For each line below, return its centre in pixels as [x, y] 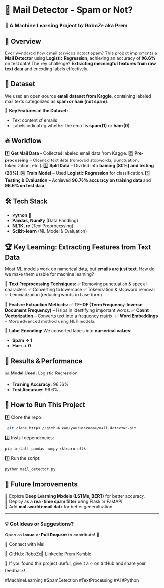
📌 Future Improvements [41, 484]
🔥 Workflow [23, 141]
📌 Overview [23, 41]
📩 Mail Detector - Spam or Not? [69, 10]
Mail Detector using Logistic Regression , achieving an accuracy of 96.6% [80, 58]
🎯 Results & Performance [44, 361]
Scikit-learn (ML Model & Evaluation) [50, 231]
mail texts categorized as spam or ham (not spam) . [57, 101]
